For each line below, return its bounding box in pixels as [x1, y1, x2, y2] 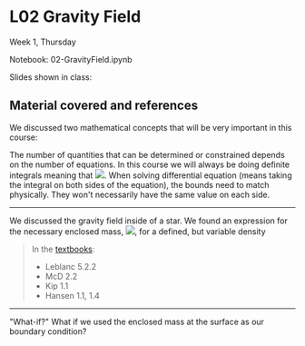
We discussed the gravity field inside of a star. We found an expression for [9, 215, 288, 226]
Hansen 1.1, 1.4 [44, 290, 100, 301]
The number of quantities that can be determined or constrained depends [9, 149, 286, 160]
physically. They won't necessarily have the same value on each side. [9, 189, 271, 200]
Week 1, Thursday [9, 36, 77, 47]
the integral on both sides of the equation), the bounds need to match [9, 179, 270, 190]
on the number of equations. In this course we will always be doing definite [9, 159, 290, 170]
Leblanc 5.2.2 [44, 261, 97, 272]
